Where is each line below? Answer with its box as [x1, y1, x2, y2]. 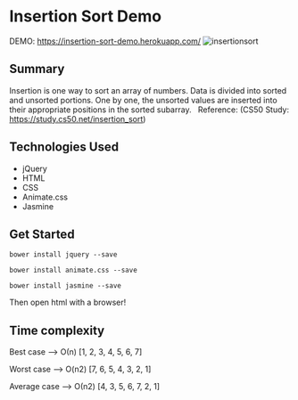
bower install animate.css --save [9, 265, 138, 275]
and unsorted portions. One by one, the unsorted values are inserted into [9, 94, 278, 105]
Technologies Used [9, 140, 119, 155]
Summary [9, 61, 65, 77]
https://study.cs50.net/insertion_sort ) [9, 113, 146, 124]
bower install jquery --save [9, 250, 118, 259]
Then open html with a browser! [9, 297, 127, 308]
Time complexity [9, 322, 105, 338]
